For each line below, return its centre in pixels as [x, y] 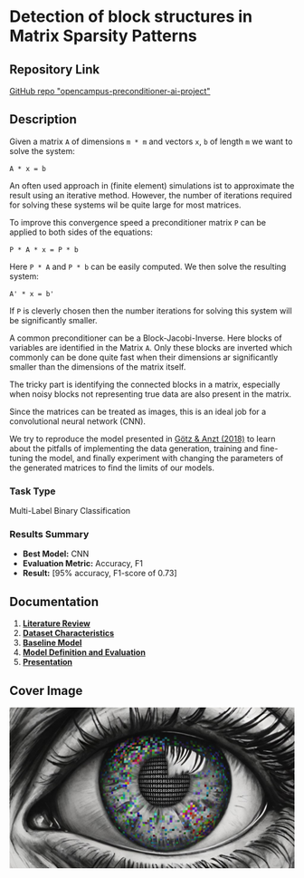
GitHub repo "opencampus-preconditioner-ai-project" [110, 91]
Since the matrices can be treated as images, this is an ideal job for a [138, 411]
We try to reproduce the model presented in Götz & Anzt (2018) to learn [142, 439]
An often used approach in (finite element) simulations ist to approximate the [152, 185]
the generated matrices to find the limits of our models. [112, 468]
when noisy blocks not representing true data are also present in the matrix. [151, 394]
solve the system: [42, 150]
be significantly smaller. [53, 320]
